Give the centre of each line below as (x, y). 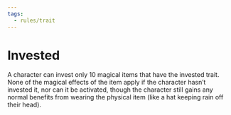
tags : (15, 14)
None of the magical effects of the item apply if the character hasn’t (107, 83)
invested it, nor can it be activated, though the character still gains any (110, 90)
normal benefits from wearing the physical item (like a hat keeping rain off (116, 97)
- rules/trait (34, 20)
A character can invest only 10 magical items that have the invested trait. (113, 75)
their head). (24, 105)
